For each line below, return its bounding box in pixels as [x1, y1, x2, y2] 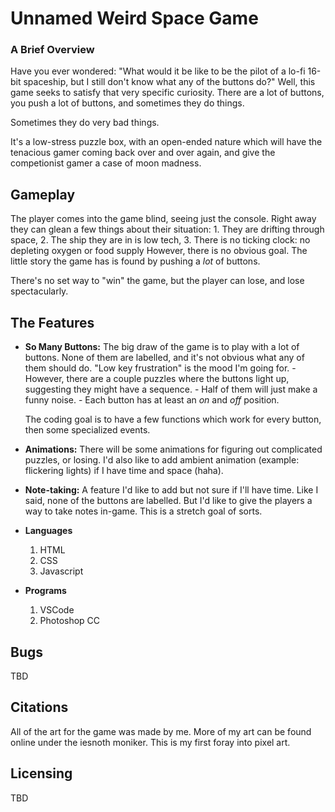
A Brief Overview [10, 43, 95, 57]
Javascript [39, 565, 84, 577]
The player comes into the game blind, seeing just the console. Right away [10, 213, 317, 225]
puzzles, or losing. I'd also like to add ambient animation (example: [24, 454, 300, 466]
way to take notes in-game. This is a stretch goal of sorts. [24, 505, 263, 517]
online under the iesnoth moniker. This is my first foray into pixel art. [10, 736, 291, 748]
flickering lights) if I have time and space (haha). [24, 465, 224, 477]
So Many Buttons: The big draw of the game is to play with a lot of [24, 341, 300, 353]
